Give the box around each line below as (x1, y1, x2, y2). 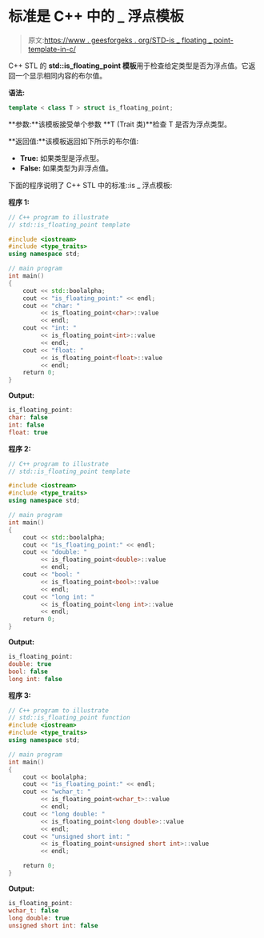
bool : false (8, 667, 48, 675)
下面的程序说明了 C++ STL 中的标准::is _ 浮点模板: (8, 180, 173, 190)
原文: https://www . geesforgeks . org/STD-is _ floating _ (27, 35, 212, 45)
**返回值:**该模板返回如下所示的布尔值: (8, 136, 139, 146)
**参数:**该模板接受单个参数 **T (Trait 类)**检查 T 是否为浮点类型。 (8, 119, 232, 129)
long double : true (8, 914, 70, 922)
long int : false (8, 675, 62, 683)
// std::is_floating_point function (8, 714, 130, 722)
